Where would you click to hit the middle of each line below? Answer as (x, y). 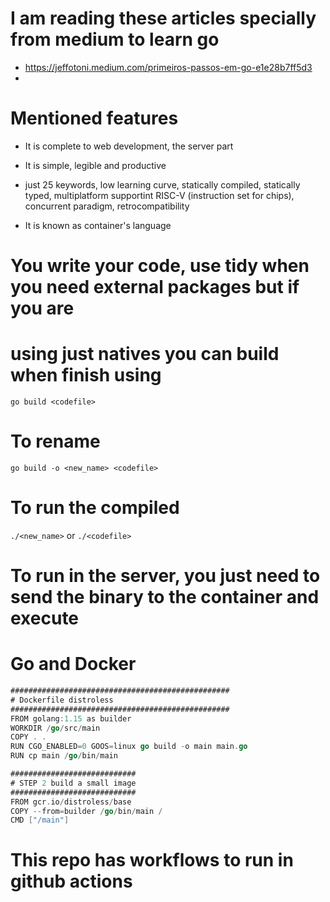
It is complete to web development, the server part (129, 146)
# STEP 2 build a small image (73, 783)
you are (42, 308)
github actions (71, 881)
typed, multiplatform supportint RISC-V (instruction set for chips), (159, 195)
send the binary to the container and (165, 597)
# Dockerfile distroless (62, 700)
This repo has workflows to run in (152, 860)
